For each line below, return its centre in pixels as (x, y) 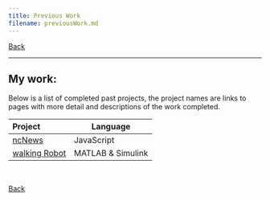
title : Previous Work (45, 16)
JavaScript (94, 140)
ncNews (28, 140)
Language (111, 127)
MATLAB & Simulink (111, 154)
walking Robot (39, 154)
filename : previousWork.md (53, 23)
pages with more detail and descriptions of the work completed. (115, 107)
